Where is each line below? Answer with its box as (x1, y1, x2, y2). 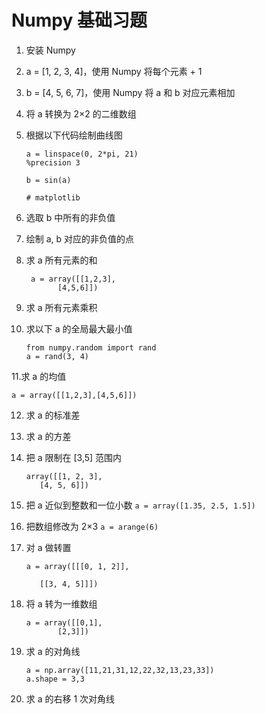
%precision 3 (25, 157, 81, 168)
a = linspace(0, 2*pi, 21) (25, 149, 139, 159)
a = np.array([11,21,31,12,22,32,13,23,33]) (25, 665, 215, 675)
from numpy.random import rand (25, 342, 157, 353)
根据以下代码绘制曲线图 (25, 129, 123, 141)
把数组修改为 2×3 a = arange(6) (25, 520, 159, 532)
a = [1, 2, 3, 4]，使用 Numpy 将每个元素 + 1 (25, 65, 203, 77)
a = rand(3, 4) (25, 351, 90, 361)
